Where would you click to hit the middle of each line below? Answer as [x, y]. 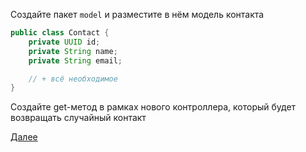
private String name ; [73, 51]
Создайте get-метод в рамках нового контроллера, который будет [153, 107]
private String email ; [75, 60]
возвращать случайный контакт [78, 118]
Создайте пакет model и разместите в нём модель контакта [137, 14]
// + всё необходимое [73, 79]
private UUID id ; [64, 42]
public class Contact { [60, 33]
